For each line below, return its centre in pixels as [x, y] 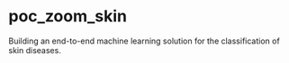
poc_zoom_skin [68, 16]
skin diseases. [35, 50]
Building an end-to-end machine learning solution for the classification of [144, 41]
